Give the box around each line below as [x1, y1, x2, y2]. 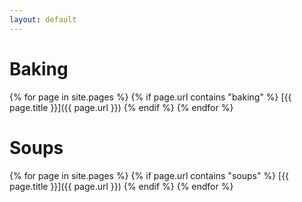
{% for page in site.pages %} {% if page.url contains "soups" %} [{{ [9, 169, 290, 181]
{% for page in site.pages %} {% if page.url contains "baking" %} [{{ [9, 91, 292, 103]
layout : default [9, 14, 77, 25]
